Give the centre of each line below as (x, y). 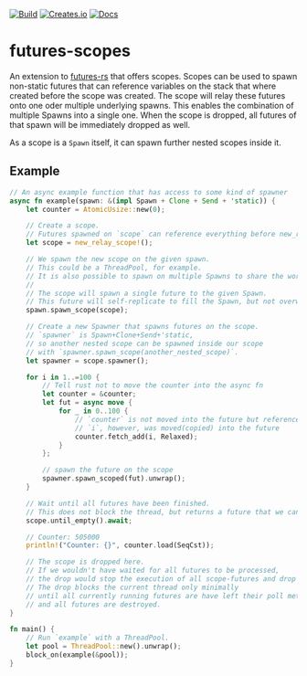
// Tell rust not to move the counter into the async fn (153, 386)
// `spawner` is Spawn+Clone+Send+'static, (110, 335)
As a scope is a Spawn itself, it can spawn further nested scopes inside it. (145, 143)
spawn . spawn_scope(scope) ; (77, 311)
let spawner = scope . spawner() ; (87, 361)
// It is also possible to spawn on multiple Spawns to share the (155, 276)
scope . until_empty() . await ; (79, 521)
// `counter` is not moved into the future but (167, 419)
